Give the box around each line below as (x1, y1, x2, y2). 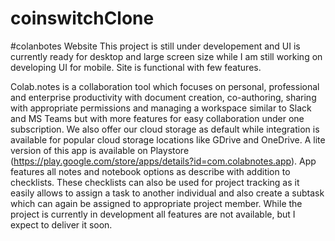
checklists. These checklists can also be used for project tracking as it (10, 176, 300, 188)
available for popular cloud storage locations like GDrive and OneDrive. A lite (10, 133, 326, 146)
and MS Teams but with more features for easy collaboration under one (10, 112, 305, 124)
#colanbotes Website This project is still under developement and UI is (10, 40, 301, 52)
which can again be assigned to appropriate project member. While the (10, 197, 303, 209)
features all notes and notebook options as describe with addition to (10, 165, 291, 177)
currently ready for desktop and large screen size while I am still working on (10, 50, 323, 62)
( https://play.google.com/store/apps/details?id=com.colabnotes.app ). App (10, 155, 317, 167)
